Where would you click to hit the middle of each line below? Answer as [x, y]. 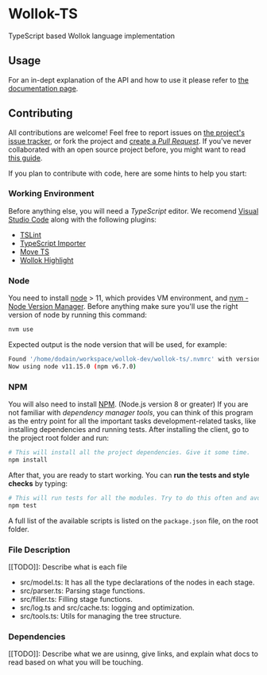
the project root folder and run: [59, 438]
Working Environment [51, 194]
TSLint [30, 234]
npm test [23, 505]
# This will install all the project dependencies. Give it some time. [129, 453]
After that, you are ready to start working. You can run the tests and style [129, 475]
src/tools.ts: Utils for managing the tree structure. [101, 615]
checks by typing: [38, 483]
